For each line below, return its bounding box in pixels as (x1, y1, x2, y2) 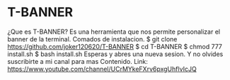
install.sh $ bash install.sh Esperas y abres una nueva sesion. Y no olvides (7, 50, 224, 58)
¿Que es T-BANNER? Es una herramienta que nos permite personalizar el (7, 27, 221, 36)
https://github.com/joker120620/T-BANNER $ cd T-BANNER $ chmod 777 (7, 42, 223, 51)
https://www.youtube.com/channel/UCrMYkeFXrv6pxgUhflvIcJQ (7, 65, 197, 73)
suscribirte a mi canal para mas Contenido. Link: (7, 57, 149, 65)
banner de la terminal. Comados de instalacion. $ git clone (7, 34, 178, 43)
